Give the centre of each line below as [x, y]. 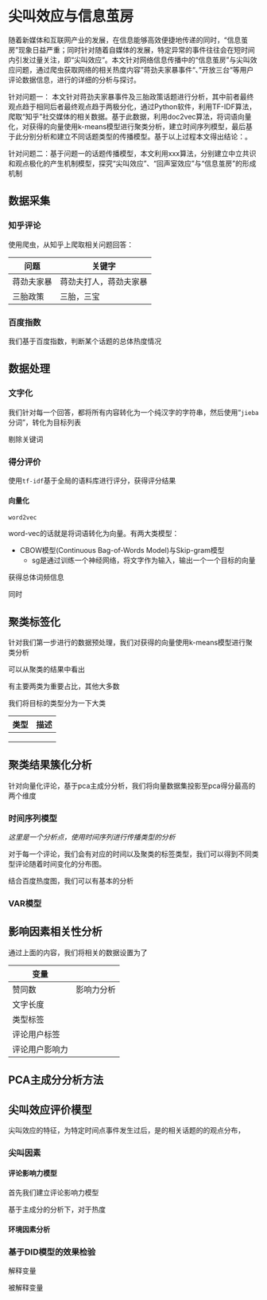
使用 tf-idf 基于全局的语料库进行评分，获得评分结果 [92, 480]
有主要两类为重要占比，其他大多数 [64, 686]
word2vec [23, 518]
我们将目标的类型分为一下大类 [57, 703]
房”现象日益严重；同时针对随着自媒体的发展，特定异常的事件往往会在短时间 [132, 49]
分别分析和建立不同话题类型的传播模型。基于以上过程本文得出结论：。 [137, 136]
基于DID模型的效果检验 [52, 1251]
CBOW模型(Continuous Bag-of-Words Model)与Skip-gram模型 [122, 550]
